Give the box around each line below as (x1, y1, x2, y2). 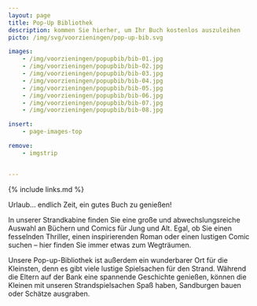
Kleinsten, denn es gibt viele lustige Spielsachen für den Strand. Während (8, 264, 247, 273)
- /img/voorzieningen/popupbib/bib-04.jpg (22, 76, 163, 85)
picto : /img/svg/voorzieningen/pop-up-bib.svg (8, 33, 163, 42)
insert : (8, 120, 34, 128)
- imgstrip (22, 149, 58, 157)
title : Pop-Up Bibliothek (8, 19, 93, 27)
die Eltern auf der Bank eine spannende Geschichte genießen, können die (8, 272, 247, 282)
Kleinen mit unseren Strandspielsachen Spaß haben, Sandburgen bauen (8, 280, 242, 289)
